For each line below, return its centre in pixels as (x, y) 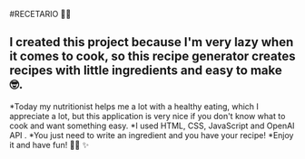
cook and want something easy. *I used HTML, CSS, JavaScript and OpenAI (152, 126)
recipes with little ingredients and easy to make (146, 71)
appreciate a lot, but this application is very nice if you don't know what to (148, 116)
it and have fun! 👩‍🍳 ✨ (49, 145)
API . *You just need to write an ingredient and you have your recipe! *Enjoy (152, 135)
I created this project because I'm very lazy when (152, 42)
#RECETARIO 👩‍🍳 (40, 14)
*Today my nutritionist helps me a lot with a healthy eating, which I (134, 106)
